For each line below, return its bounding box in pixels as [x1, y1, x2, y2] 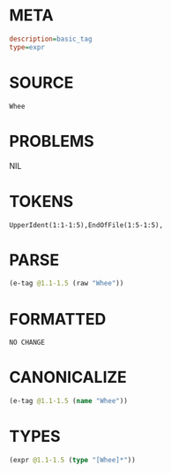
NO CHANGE [9, 338, 46, 347]
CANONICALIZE [9, 368, 128, 387]
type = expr [9, 42, 46, 51]
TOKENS [9, 191, 74, 211]
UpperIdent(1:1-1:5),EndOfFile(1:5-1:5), [9, 220, 164, 230]
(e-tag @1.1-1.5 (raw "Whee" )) [9, 279, 124, 288]
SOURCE [9, 72, 74, 93]
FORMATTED [9, 309, 107, 329]
